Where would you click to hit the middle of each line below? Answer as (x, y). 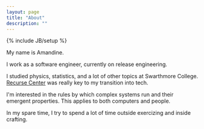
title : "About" (26, 18)
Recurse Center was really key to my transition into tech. (77, 83)
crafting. (17, 119)
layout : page (23, 12)
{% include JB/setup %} (37, 41)
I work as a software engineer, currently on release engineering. (87, 64)
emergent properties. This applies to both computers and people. (89, 101)
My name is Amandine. (35, 53)
